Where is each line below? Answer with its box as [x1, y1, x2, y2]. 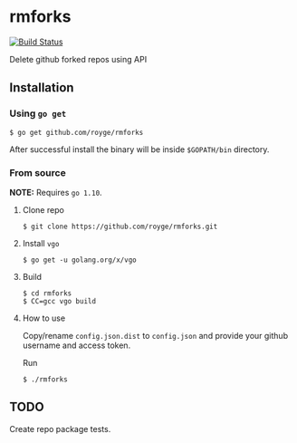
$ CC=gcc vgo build [22, 296, 97, 305]
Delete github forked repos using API [9, 53, 148, 64]
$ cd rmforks [22, 288, 72, 298]
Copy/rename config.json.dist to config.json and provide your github [22, 330, 288, 341]
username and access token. [22, 340, 131, 351]
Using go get [9, 107, 67, 120]
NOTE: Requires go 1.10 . [9, 187, 102, 197]
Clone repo [22, 204, 65, 215]
